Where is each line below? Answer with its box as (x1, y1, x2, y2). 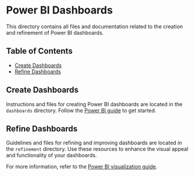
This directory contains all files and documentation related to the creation (6, 23, 183, 30)
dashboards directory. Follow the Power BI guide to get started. (6, 107, 156, 114)
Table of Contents (6, 46, 73, 56)
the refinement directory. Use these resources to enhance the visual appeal (6, 145, 189, 153)
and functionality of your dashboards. (6, 152, 97, 159)
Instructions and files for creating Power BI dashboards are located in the (6, 100, 183, 107)
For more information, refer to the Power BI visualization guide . (6, 163, 158, 170)
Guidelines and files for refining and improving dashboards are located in (6, 139, 182, 147)
